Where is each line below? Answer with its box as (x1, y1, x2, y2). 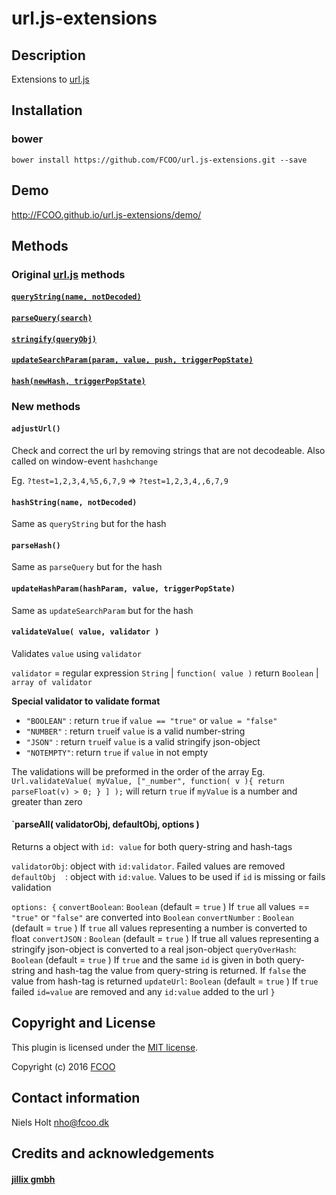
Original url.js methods (11, 267, 126, 281)
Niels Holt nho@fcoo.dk (11, 1116, 110, 1128)
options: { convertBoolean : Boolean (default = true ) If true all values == (11, 900, 310, 912)
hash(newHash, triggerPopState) (11, 376, 146, 386)
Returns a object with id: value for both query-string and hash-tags (11, 840, 293, 852)
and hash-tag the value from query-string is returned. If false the (37, 964, 307, 976)
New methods (11, 399, 81, 413)
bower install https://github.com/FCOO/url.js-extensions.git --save (11, 155, 308, 165)
